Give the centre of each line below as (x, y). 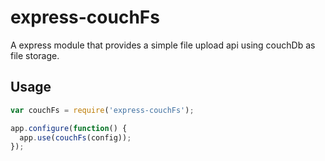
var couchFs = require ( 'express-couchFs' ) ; (102, 110)
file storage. (35, 55)
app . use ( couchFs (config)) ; (75, 137)
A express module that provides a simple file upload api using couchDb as (163, 45)
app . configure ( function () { (69, 128)
